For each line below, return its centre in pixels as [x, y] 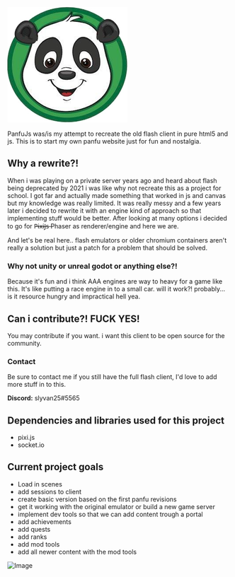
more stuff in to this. [36, 385]
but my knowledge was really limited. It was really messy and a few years [114, 203]
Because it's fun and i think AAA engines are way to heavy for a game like [115, 281]
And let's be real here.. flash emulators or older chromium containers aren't [117, 240]
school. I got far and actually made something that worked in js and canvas [117, 195]
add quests [34, 529]
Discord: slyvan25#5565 [44, 398]
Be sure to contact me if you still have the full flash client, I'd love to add [112, 377]
